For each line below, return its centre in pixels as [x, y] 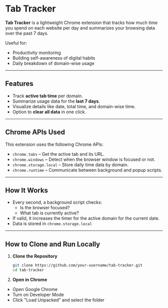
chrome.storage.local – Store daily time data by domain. [70, 165]
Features [19, 84]
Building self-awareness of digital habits [54, 58]
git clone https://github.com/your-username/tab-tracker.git [77, 265]
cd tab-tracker [28, 270]
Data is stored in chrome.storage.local [52, 224]
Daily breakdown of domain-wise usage [53, 63]
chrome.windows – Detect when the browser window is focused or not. [84, 159]
